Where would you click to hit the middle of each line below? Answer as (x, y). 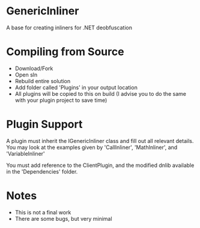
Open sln (26, 75)
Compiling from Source (65, 52)
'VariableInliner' (26, 153)
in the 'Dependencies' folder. (42, 171)
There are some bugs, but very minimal (63, 218)
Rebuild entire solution (43, 81)
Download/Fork (34, 68)
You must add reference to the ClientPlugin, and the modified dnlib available (100, 165)
